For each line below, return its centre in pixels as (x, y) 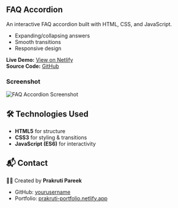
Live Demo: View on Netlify (40, 59)
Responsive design (38, 48)
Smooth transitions (38, 42)
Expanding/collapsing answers (52, 36)
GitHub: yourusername (42, 192)
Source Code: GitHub (33, 66)
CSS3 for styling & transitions (51, 137)
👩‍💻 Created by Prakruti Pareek (44, 180)
